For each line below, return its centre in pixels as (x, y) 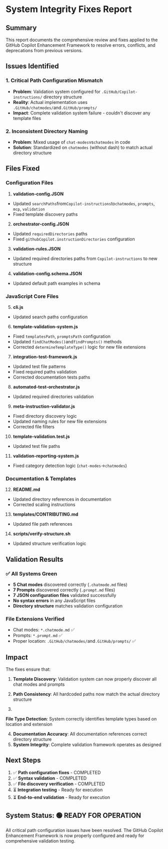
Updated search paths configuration (50, 317)
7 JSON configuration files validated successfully (64, 595)
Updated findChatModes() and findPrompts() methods (67, 341)
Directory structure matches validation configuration (68, 605)
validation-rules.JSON (37, 249)
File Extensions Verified (35, 619)
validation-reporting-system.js (46, 456)
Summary (21, 28)
